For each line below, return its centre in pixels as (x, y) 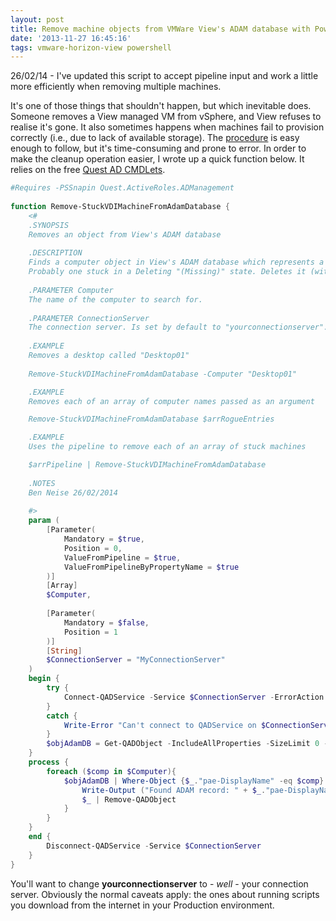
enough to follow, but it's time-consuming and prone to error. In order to (158, 148)
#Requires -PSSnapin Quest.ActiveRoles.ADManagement (122, 188)
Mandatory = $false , (106, 622)
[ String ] (64, 651)
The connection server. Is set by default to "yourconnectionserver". (178, 327)
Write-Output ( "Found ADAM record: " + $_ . (174, 790)
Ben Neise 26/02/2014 (73, 492)
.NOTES (42, 483)
